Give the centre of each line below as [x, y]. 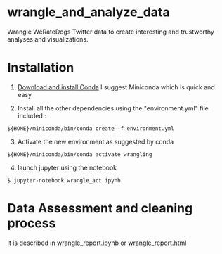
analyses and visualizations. [48, 39]
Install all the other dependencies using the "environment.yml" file [113, 108]
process [32, 223]
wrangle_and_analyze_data [89, 12]
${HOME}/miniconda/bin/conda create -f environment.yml [91, 128]
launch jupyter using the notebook [67, 167]
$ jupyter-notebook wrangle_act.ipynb [64, 180]
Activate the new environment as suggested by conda [96, 141]
